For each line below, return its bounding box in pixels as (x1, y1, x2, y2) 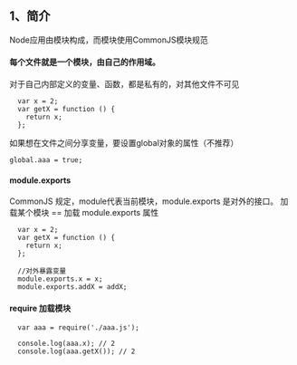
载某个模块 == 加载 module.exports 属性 (9, 207, 159, 218)
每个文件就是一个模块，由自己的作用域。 (9, 57, 160, 68)
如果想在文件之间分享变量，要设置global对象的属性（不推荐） (9, 138, 239, 149)
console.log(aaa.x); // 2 (17, 339, 116, 349)
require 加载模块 (9, 303, 72, 313)
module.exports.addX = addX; (17, 283, 128, 292)
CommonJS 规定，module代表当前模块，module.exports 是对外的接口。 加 (9, 196, 289, 207)
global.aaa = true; (9, 156, 83, 165)
